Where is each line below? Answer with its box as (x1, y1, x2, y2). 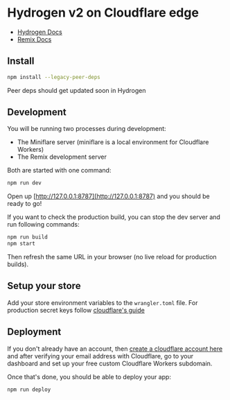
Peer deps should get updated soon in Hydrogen (7, 86, 147, 94)
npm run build (7, 234, 48, 241)
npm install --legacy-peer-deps (7, 73, 100, 80)
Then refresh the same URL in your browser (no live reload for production (7, 253, 217, 261)
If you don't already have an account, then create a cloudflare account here (7, 345, 223, 353)
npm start (7, 241, 36, 247)
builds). (7, 260, 29, 268)
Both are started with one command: (7, 166, 112, 175)
